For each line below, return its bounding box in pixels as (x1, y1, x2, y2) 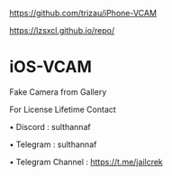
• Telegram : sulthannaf (9, 139, 97, 150)
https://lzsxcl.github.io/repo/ (9, 25, 115, 35)
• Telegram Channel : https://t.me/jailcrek (9, 156, 164, 167)
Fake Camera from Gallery (9, 86, 107, 97)
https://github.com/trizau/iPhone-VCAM (9, 8, 158, 18)
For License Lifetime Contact (9, 104, 117, 115)
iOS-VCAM (9, 57, 93, 78)
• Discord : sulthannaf (9, 121, 92, 132)
